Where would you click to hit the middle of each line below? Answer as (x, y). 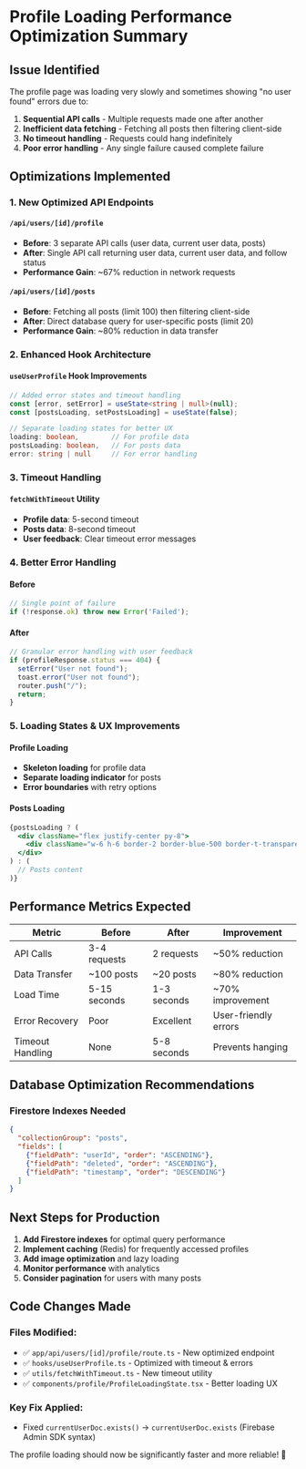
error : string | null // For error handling (103, 454)
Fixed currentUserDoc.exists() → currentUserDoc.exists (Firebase (148, 1427)
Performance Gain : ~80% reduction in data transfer (120, 331)
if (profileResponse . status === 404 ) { (85, 661)
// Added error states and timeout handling (95, 395)
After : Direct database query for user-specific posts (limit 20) (138, 321)
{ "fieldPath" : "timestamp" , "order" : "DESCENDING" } (126, 1172)
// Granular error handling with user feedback (102, 652)
